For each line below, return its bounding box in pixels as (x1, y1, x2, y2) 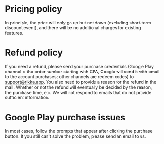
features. (5, 30, 23, 36)
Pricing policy (5, 3, 62, 15)
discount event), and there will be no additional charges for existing (5, 24, 141, 30)
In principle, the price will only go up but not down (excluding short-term (5, 20, 151, 25)
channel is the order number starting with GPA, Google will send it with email (5, 69, 160, 74)
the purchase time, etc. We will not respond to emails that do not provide (5, 89, 152, 95)
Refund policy (5, 48, 63, 58)
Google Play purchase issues (5, 112, 126, 123)
